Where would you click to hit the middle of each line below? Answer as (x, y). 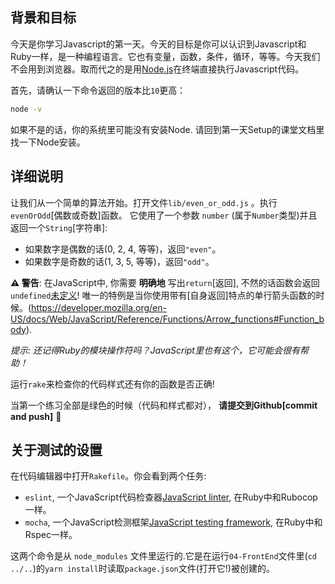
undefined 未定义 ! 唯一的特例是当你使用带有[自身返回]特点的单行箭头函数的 (163, 295)
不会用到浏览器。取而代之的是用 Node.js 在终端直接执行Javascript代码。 (157, 69)
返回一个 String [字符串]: (59, 227)
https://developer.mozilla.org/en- (99, 307)
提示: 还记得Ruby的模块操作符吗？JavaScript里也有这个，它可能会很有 (155, 350)
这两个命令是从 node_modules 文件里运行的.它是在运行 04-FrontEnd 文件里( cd (164, 556)
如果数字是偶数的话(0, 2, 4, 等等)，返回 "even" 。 (123, 249)
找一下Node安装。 (48, 142)
